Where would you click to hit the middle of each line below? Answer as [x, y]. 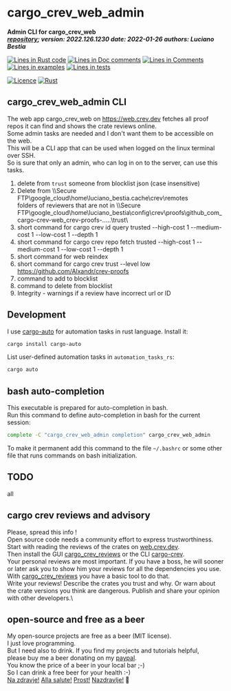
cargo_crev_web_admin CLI [67, 102]
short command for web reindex [63, 256]
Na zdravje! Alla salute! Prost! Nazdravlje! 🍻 [68, 680]
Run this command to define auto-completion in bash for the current [104, 415]
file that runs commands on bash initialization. [72, 455]
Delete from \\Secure [47, 190]
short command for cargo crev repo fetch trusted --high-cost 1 [106, 242]
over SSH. [21, 155]
